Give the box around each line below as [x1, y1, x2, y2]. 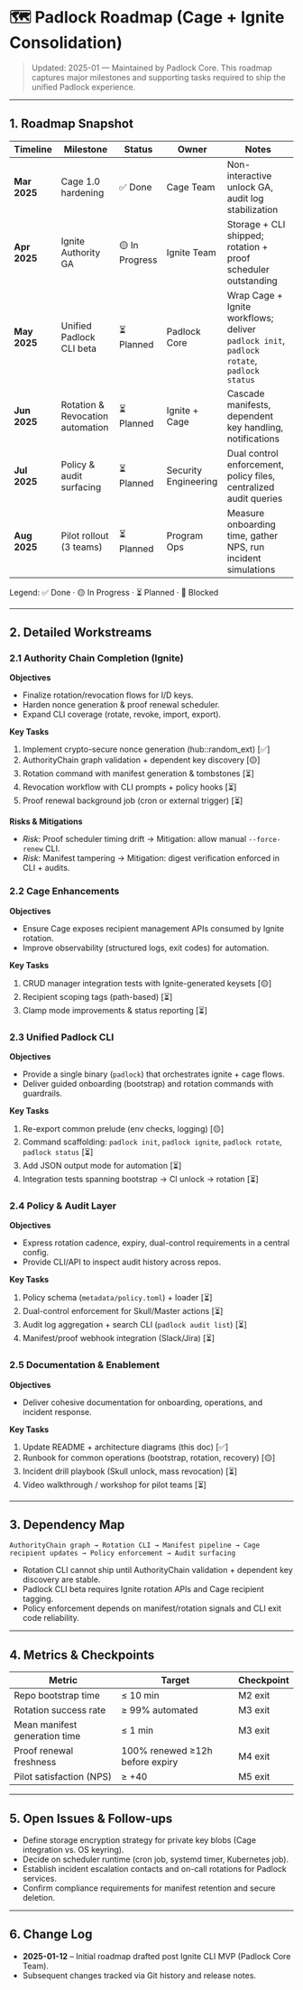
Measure [226, 506, 265, 519]
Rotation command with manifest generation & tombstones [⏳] [22, 768, 254, 779]
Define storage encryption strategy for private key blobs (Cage [22, 1835, 257, 1846]
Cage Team [166, 180, 216, 193]
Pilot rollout [60, 529, 109, 541]
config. [22, 1247, 50, 1258]
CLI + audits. [22, 863, 70, 874]
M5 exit [237, 1771, 271, 1783]
